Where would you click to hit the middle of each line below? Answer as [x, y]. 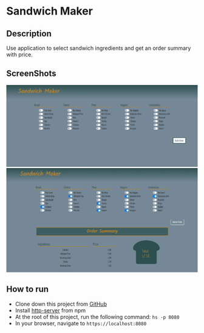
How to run [28, 289]
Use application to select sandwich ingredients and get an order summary [99, 48]
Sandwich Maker [49, 11]
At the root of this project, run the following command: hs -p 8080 [97, 317]
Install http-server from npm [50, 310]
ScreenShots [31, 74]
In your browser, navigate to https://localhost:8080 [81, 323]
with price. [20, 55]
